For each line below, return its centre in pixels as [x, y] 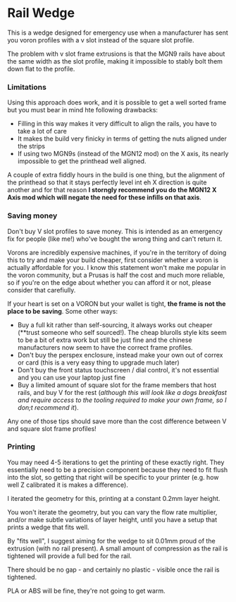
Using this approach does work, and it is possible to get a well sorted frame [117, 102]
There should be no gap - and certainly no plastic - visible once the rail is [113, 569]
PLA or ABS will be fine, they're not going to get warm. [86, 591]
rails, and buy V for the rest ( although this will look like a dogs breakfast [122, 392]
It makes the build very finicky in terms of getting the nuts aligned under [122, 138]
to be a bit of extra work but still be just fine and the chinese [105, 340]
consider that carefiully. [42, 290]
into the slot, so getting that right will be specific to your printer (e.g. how [113, 477]
